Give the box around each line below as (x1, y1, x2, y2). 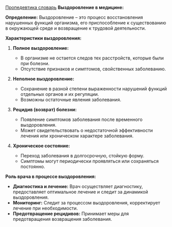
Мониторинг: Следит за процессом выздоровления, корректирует (12, 200, 160, 205)
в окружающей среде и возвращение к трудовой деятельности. (5, 25, 146, 31)
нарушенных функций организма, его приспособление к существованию (5, 20, 166, 26)
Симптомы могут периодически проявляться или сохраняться (20, 158, 159, 164)
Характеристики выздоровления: (5, 35, 82, 41)
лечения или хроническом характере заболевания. (20, 133, 134, 139)
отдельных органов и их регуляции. (20, 91, 99, 97)
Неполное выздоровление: (12, 76, 74, 81)
